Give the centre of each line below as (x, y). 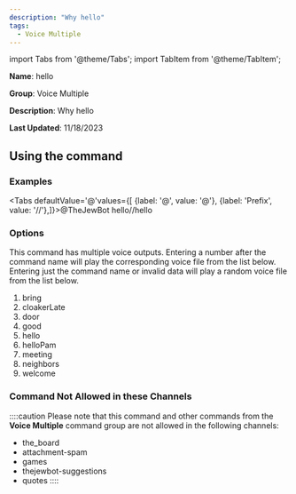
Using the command (66, 156)
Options (27, 233)
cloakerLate (43, 307)
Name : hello (31, 76)
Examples (31, 181)
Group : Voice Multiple (49, 93)
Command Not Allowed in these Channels (101, 396)
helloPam (39, 345)
